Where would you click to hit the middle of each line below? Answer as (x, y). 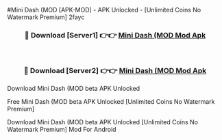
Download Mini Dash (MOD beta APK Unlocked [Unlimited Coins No (103, 122)
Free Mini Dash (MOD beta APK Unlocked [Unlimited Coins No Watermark (111, 101)
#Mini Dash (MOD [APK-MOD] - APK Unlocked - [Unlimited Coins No (104, 10)
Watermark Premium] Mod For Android (62, 129)
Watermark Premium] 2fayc (46, 17)
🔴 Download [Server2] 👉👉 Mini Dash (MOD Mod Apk (115, 71)
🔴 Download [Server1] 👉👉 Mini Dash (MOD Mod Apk (115, 35)
